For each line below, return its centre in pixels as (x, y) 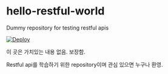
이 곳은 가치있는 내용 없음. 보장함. (46, 52)
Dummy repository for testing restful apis (58, 28)
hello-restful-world (55, 11)
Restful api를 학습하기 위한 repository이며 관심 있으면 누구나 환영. (85, 64)
